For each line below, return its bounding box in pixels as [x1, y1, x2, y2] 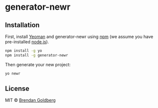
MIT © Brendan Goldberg [5, 97, 56, 103]
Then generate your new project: [5, 61, 71, 67]
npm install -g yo [5, 48, 42, 53]
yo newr [5, 71, 21, 76]
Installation [5, 21, 40, 29]
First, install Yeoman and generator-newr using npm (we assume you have [5, 34, 154, 39]
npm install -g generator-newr [5, 53, 68, 57]
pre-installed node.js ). [5, 39, 49, 45]
